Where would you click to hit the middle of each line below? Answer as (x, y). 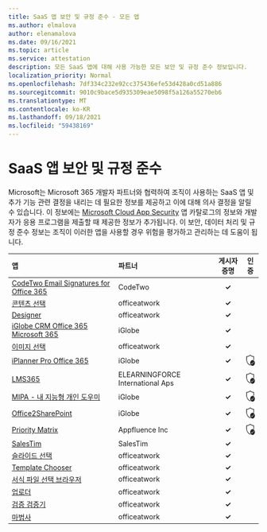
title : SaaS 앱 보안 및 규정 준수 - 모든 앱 (74, 17)
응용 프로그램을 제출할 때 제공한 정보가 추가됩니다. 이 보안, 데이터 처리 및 (135, 222)
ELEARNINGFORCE (149, 375)
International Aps (146, 383)
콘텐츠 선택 (29, 303)
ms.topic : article (39, 50)
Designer (27, 315)
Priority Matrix (35, 430)
